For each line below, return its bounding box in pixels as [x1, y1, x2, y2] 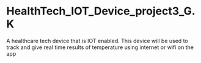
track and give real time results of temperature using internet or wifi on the [6, 44, 194, 51]
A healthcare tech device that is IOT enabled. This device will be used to [6, 37, 188, 44]
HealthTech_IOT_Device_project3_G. [6, 4, 196, 18]
